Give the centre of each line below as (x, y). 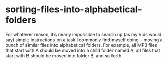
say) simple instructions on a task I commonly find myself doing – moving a (84, 40)
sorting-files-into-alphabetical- (74, 9)
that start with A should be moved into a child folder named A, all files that (83, 50)
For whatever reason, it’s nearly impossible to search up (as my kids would (83, 34)
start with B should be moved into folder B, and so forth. (64, 56)
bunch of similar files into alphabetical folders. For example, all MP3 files (81, 45)
